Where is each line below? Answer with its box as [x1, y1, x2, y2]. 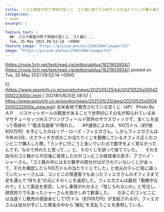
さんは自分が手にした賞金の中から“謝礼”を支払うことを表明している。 [5, 202, 145, 208]
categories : [5, 12, 29, 17]
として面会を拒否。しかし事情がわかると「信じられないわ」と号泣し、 [18, 183, 159, 189]
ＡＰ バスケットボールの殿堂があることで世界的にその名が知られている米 [5, 110, 156, 116]
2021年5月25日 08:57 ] [45, 93, 91, 98]
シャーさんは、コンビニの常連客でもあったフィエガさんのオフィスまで [18, 171, 159, 177]
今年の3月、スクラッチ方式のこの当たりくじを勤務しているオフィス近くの [5, 134, 153, 140]
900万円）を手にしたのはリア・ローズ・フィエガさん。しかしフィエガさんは [5, 128, 159, 134]
